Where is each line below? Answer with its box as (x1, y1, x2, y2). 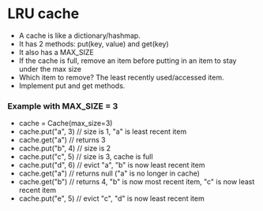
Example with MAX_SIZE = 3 (7, 100, 118, 111)
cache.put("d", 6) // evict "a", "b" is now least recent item (18, 161, 205, 170)
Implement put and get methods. (18, 80, 126, 91)
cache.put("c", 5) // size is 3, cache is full (18, 152, 153, 161)
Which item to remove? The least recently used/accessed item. (18, 72, 224, 82)
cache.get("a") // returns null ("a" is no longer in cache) (18, 168, 201, 178)
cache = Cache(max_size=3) (18, 119, 113, 128)
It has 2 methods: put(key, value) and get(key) (18, 39, 169, 48)
